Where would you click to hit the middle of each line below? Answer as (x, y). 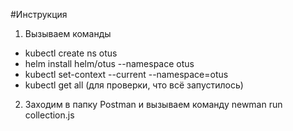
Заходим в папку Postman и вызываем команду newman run (153, 104)
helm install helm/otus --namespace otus (109, 63)
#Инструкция (39, 14)
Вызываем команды (68, 33)
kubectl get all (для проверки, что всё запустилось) (134, 85)
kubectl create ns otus (71, 53)
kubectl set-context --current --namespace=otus (126, 74)
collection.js (49, 115)
